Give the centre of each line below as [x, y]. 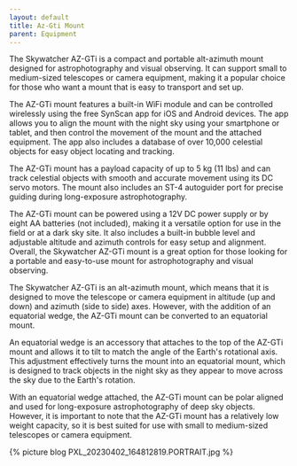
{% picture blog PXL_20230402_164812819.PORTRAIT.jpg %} [121, 452]
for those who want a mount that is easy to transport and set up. [126, 87]
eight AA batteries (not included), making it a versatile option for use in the [145, 223]
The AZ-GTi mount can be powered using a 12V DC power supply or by [139, 214]
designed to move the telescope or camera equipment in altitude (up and [142, 297]
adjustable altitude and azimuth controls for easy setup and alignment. [138, 242]
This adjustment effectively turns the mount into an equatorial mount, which [148, 361]
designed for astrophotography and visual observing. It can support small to [148, 68]
